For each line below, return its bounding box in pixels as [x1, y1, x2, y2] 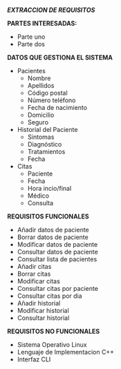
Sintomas [27, 133, 55, 141]
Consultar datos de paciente [17, 248, 98, 256]
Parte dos [17, 40, 45, 48]
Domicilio [27, 111, 55, 119]
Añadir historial [17, 299, 61, 307]
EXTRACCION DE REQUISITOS [7, 6, 95, 14]
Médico [27, 191, 50, 200]
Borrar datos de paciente [17, 233, 89, 241]
